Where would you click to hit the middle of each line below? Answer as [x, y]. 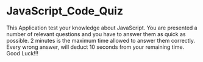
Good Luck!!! [22, 53]
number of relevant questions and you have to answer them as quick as [96, 34]
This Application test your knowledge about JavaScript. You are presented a [102, 28]
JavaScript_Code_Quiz [65, 11]
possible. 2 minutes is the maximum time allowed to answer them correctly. [101, 40]
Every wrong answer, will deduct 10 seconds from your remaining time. [95, 47]
